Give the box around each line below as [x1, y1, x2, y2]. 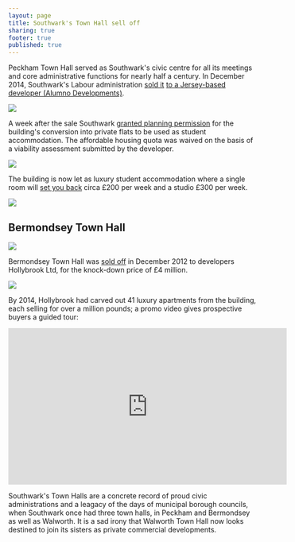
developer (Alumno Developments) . [8, 88, 125, 98]
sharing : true [8, 26, 56, 34]
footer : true [8, 33, 52, 42]
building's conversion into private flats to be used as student [8, 127, 207, 137]
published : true [8, 41, 62, 49]
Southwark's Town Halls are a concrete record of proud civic [8, 490, 208, 501]
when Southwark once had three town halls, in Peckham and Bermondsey [8, 508, 250, 517]
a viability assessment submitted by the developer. [8, 144, 174, 153]
